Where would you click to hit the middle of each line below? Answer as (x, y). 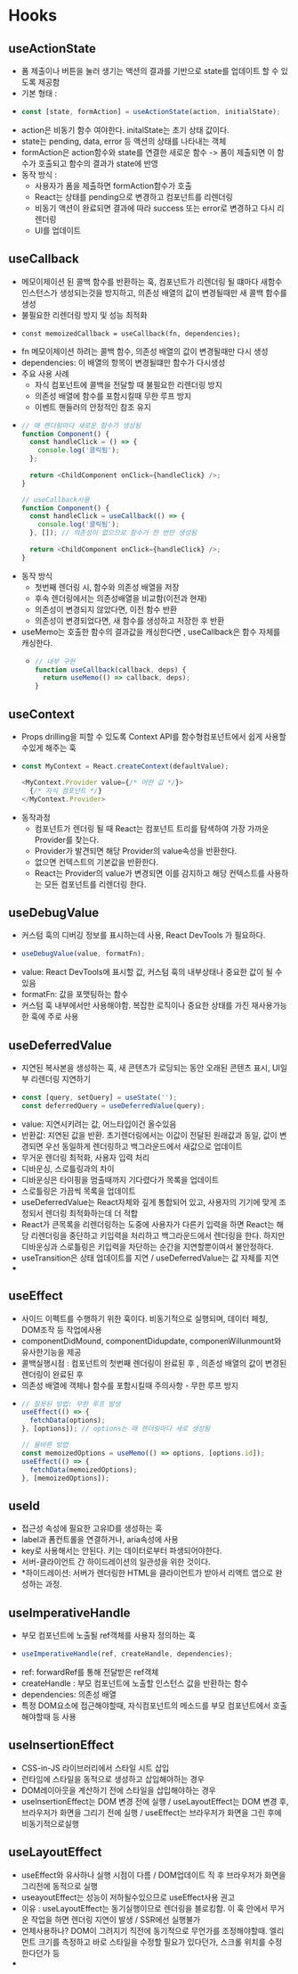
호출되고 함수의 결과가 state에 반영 (98, 163)
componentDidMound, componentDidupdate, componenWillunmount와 (151, 1341)
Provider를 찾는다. (67, 839)
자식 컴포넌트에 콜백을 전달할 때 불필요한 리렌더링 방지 (129, 384)
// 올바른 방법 (44, 1445)
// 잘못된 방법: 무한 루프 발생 (71, 1404)
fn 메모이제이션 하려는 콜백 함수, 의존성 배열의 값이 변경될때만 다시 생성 (145, 351)
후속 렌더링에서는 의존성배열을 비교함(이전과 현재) (121, 598)
